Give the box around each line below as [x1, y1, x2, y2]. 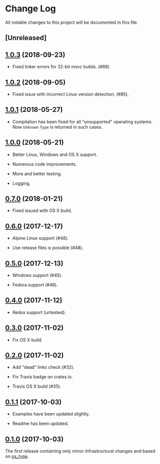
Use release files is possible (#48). [12, 245, 84, 251]
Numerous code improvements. [12, 161, 77, 167]
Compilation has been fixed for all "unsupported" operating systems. [12, 118, 153, 124]
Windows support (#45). [12, 272, 63, 278]
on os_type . [5, 454, 29, 460]
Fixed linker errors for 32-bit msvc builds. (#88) [12, 64, 110, 70]
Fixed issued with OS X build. [12, 207, 72, 213]
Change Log [5, 3, 56, 14]
